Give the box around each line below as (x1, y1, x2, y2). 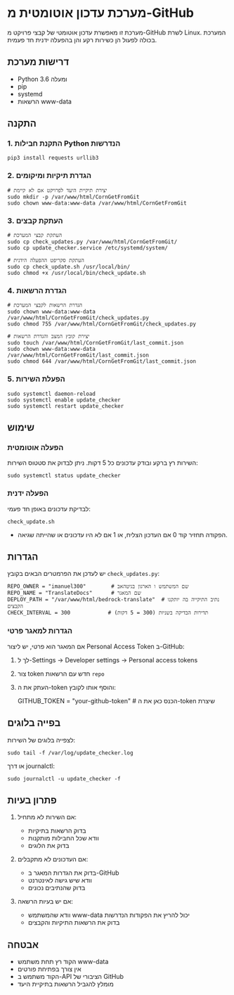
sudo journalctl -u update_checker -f (7, 775, 121, 782)
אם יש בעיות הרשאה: (17, 897, 74, 906)
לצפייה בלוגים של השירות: (7, 736, 76, 744)
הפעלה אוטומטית (7, 442, 64, 452)
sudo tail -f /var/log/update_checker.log (7, 749, 134, 757)
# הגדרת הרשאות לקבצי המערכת (7, 302, 83, 309)
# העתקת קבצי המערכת (7, 232, 63, 239)
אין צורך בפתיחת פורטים (17, 965, 82, 973)
